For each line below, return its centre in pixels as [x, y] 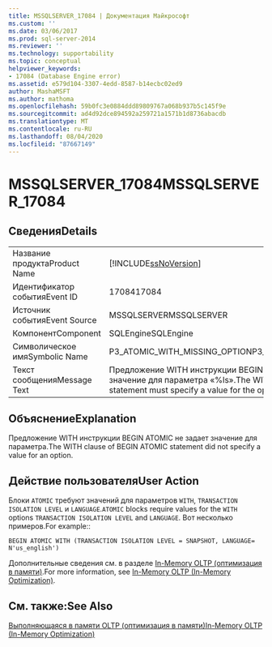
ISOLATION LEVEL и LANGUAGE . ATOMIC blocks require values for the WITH [123, 509]
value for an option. [41, 456]
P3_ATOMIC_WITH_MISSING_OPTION [181, 351]
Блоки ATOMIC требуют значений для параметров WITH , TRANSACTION [123, 500]
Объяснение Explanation [72, 418]
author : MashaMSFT [39, 91]
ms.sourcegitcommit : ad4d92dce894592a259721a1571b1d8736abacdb [117, 114]
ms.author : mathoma [41, 99]
